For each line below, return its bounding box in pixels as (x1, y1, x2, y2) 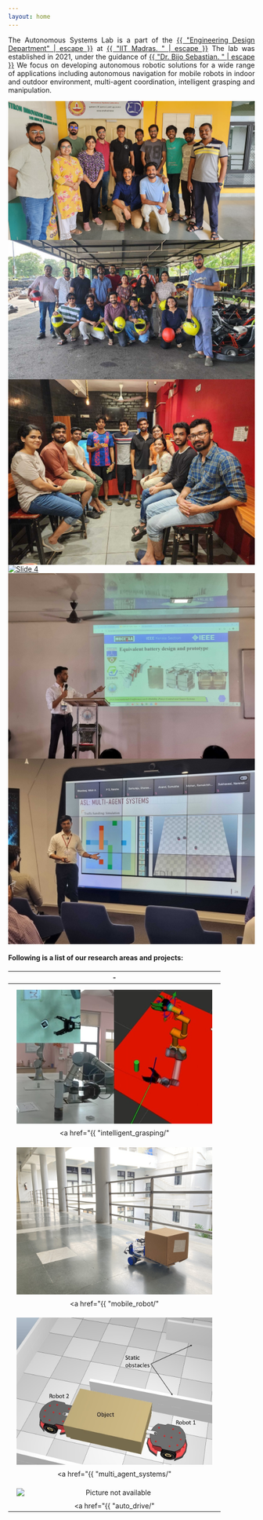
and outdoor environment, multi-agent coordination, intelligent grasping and (8, 77, 255, 86)
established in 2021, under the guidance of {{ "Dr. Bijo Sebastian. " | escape (8, 52, 255, 61)
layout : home (8, 13, 51, 20)
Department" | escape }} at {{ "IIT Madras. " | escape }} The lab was (8, 43, 256, 53)
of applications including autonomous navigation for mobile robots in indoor (8, 68, 255, 78)
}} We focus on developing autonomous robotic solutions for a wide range (8, 60, 255, 70)
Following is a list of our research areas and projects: (8, 953, 184, 963)
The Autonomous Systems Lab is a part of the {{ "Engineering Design (8, 35, 255, 45)
